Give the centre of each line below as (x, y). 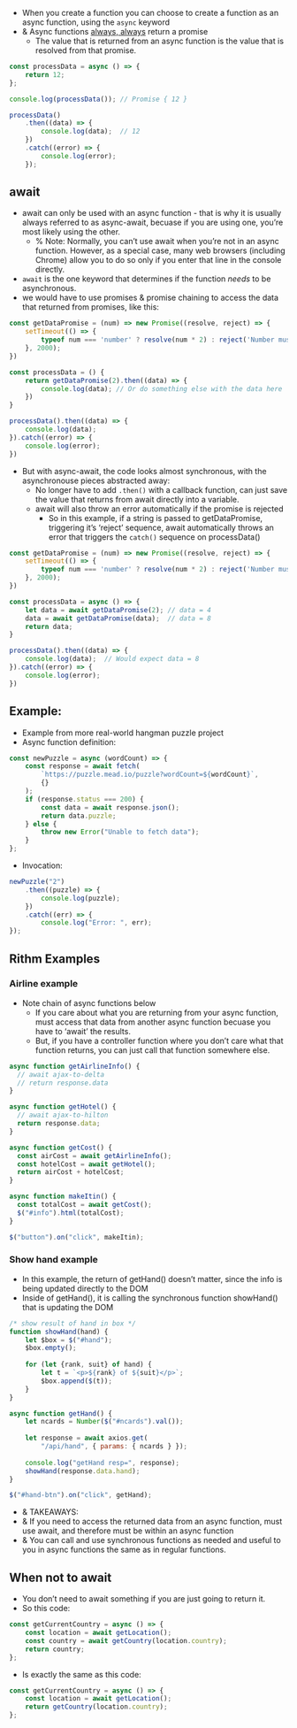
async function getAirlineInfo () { (75, 1066)
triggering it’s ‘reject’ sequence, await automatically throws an (161, 527)
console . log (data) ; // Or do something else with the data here (162, 388)
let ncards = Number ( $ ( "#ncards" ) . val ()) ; (104, 1422)
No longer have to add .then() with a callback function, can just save (161, 489)
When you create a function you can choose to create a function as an (150, 13)
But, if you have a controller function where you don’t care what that (159, 1041)
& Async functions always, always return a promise (115, 31)
